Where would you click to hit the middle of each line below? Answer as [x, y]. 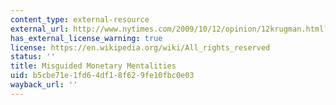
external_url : [40, 29]
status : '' [33, 57]
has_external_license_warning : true [86, 38]
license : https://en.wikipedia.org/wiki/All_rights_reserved [140, 47]
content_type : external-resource [80, 19]
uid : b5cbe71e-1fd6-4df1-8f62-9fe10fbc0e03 [102, 76]
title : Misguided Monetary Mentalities [93, 66]
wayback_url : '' [44, 85]
